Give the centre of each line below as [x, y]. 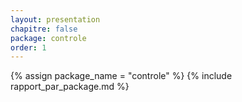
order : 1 [28, 47]
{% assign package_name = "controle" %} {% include [121, 76]
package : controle [48, 38]
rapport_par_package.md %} [70, 87]
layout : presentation [55, 19]
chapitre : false [44, 29]
